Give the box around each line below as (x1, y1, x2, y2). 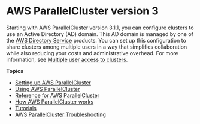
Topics (6, 67, 24, 74)
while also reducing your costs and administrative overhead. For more (6, 49, 178, 56)
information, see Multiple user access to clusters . (6, 56, 128, 63)
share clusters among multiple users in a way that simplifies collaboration (6, 43, 187, 50)
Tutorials (14, 104, 37, 111)
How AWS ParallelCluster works (14, 98, 94, 105)
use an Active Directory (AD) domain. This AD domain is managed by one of (6, 30, 193, 37)
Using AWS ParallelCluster (14, 85, 80, 92)
